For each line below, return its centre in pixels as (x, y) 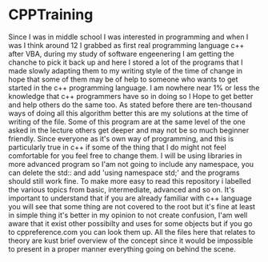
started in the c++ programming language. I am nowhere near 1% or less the (134, 87)
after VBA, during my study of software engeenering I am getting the (121, 54)
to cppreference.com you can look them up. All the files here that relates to (132, 232)
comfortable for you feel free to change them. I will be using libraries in (125, 155)
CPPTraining (51, 15)
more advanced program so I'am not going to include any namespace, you (131, 164)
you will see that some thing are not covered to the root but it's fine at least (132, 206)
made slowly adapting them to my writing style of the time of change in (125, 70)
